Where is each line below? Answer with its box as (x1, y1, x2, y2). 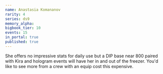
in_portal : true (5, 35, 39, 40)
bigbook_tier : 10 (5, 26, 41, 31)
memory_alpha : (5, 21, 35, 26)
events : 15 (5, 30, 28, 35)
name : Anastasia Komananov (5, 7, 61, 12)
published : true (5, 39, 39, 44)
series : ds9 (5, 16, 30, 21)
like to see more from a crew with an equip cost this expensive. (5, 63, 133, 69)
